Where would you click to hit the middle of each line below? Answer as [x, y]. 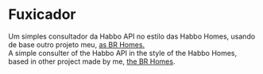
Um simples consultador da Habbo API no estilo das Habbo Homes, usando [132, 36]
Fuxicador [42, 15]
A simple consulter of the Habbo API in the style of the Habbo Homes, [123, 53]
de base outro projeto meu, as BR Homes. [77, 44]
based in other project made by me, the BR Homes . [92, 61]
